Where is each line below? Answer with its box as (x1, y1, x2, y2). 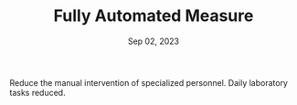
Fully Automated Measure (53, 5, 254, 26)
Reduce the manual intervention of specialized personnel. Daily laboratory (9, 77, 288, 88)
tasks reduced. (9, 87, 66, 98)
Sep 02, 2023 (127, 36, 180, 47)
